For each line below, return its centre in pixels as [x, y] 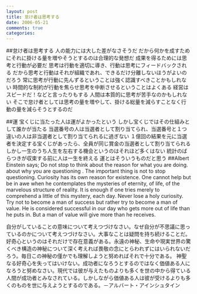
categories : [21, 33]
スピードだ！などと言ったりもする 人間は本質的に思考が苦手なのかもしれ [94, 95]
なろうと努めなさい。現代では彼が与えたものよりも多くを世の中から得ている [98, 271]
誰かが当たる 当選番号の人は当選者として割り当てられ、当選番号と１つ [102, 129]
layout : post [22, 11]
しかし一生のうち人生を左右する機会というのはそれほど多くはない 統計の [94, 151]
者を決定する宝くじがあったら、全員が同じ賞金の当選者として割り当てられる [98, 143]
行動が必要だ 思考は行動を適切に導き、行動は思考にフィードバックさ [99, 66]
